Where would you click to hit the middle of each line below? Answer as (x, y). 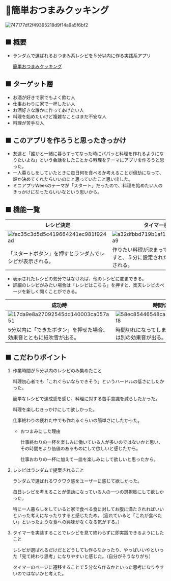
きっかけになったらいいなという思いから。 (57, 192)
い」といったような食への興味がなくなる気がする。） (67, 522)
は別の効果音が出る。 (141, 337)
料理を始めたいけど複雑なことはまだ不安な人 (60, 116)
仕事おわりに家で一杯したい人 (44, 104)
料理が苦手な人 (28, 123)
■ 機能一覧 (23, 210)
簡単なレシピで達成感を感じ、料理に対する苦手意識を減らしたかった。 (86, 398)
